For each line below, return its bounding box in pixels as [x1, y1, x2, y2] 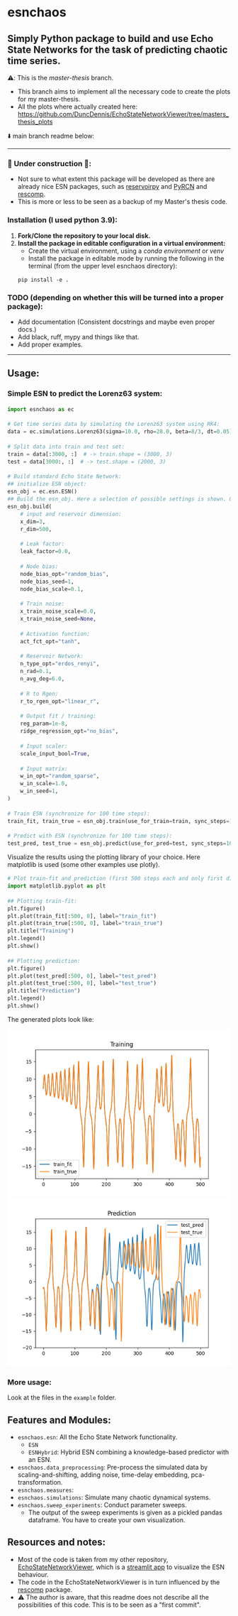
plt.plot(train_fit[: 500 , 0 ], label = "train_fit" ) [7, 912, 157, 919]
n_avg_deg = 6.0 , [20, 675, 65, 682]
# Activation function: [20, 630, 91, 638]
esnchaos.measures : [17, 1485, 74, 1495]
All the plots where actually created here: [17, 102, 138, 111]
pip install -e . [17, 276, 69, 283]
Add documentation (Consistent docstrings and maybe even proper [17, 317, 215, 326]
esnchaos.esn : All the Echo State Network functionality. [17, 1433, 178, 1441]
